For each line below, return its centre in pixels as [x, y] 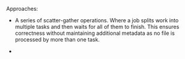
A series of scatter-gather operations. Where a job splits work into [97, 20]
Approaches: [22, 9]
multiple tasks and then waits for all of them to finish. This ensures [97, 27]
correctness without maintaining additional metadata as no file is [95, 33]
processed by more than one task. [57, 39]
